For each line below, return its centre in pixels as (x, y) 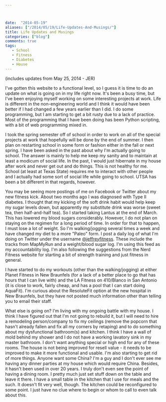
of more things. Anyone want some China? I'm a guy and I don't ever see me (83, 358)
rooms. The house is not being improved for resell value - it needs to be (78, 347)
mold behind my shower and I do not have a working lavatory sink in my (78, 337)
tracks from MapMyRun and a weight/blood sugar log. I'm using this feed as (83, 244)
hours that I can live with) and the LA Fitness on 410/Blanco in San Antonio (81, 280)
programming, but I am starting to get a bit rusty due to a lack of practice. (80, 114)
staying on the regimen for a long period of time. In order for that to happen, (83, 223)
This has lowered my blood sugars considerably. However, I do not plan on (81, 218)
